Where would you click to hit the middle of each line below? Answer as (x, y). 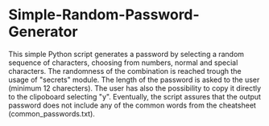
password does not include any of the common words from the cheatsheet (132, 105)
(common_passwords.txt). (52, 113)
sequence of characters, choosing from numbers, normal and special (123, 63)
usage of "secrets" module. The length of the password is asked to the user (134, 79)
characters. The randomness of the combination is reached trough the (125, 71)
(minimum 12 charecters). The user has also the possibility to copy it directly (135, 88)
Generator (43, 32)
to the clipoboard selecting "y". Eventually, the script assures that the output (135, 96)
